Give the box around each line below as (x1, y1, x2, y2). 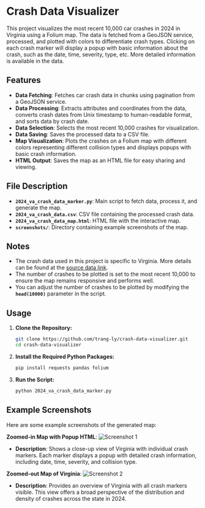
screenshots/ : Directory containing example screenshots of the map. (15, 223, 188, 231)
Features (6, 75, 41, 85)
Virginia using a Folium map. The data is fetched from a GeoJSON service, (6, 31, 194, 38)
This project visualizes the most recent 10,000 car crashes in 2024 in (6, 25, 181, 32)
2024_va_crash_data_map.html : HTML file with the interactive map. (15, 217, 181, 224)
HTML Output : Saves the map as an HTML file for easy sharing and (15, 157, 185, 164)
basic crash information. (15, 150, 76, 157)
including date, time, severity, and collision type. (15, 458, 138, 465)
